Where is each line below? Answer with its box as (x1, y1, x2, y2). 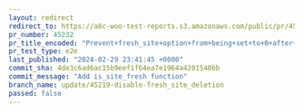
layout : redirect (8, 13, 74, 23)
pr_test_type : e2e (8, 47, 78, 56)
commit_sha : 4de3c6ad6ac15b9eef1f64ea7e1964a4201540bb (8, 64, 221, 73)
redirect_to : (8, 22, 58, 31)
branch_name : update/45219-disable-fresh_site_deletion (8, 80, 224, 89)
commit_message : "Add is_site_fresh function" (8, 72, 188, 81)
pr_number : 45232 (8, 30, 74, 39)
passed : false (8, 89, 63, 98)
